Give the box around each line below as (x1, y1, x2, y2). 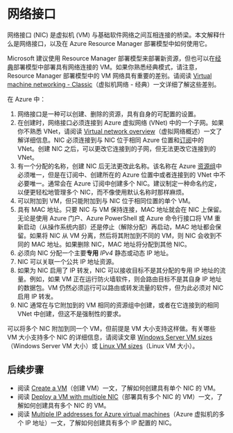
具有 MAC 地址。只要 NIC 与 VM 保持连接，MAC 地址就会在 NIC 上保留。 (17, 205, 225, 213)
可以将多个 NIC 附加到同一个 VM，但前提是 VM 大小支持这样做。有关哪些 (7, 324, 216, 332)
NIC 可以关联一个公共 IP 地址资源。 (17, 257, 118, 265)
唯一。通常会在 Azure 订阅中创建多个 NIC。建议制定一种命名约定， (29, 179, 221, 188)
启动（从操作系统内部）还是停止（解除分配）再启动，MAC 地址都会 (23, 222, 216, 231)
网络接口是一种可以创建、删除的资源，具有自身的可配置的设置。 (17, 109, 200, 118)
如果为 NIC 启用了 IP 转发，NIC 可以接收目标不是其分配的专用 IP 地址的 (17, 265, 220, 275)
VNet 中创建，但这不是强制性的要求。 (17, 309, 125, 318)
